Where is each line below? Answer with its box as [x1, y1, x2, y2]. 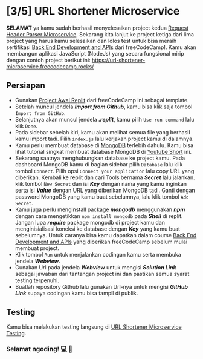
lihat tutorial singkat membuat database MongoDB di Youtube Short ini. [14, 148, 192, 155]
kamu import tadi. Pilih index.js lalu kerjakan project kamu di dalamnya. [14, 135, 195, 142]
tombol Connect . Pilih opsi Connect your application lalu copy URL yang [14, 167, 195, 174]
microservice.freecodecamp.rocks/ [6, 62, 94, 70]
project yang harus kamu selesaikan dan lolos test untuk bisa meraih [6, 37, 177, 44]
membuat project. [14, 244, 59, 252]
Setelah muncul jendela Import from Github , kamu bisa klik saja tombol [14, 103, 193, 110]
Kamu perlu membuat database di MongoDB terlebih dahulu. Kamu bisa [14, 141, 194, 149]
